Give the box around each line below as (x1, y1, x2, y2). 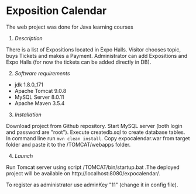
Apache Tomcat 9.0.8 (14, 87, 67, 94)
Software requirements (14, 70, 70, 77)
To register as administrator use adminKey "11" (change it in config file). (6, 181, 178, 188)
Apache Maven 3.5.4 (14, 99, 65, 106)
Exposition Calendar (6, 4, 107, 18)
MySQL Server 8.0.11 (14, 93, 64, 101)
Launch (14, 152, 33, 159)
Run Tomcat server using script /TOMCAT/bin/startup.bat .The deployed (6, 164, 180, 171)
